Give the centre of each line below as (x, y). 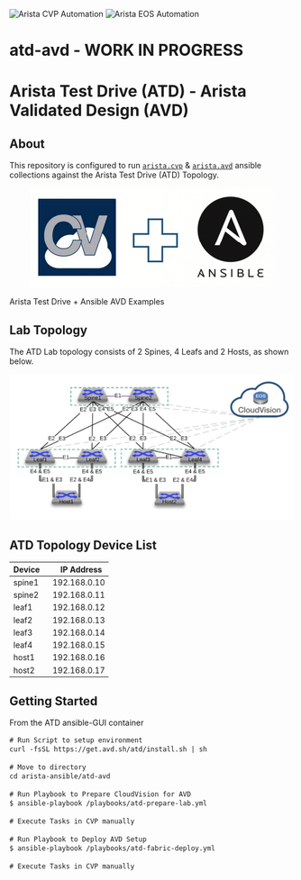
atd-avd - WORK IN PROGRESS (127, 50)
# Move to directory (48, 767)
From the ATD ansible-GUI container (77, 722)
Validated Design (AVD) (99, 110)
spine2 (26, 595)
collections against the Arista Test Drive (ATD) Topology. (114, 175)
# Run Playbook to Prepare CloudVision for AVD (100, 794)
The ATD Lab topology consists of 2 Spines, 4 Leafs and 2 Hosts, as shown (149, 352)
